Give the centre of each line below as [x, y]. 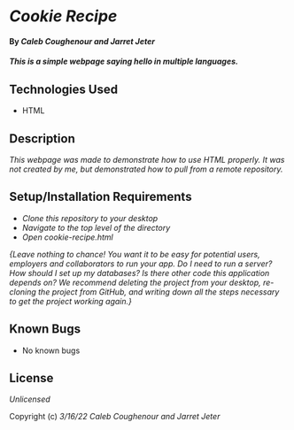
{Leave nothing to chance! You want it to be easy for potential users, [135, 254]
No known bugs [51, 350]
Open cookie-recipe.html [67, 237]
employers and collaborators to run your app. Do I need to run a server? [141, 264]
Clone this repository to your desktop [90, 218]
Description [42, 138]
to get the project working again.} [71, 301]
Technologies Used [63, 89]
